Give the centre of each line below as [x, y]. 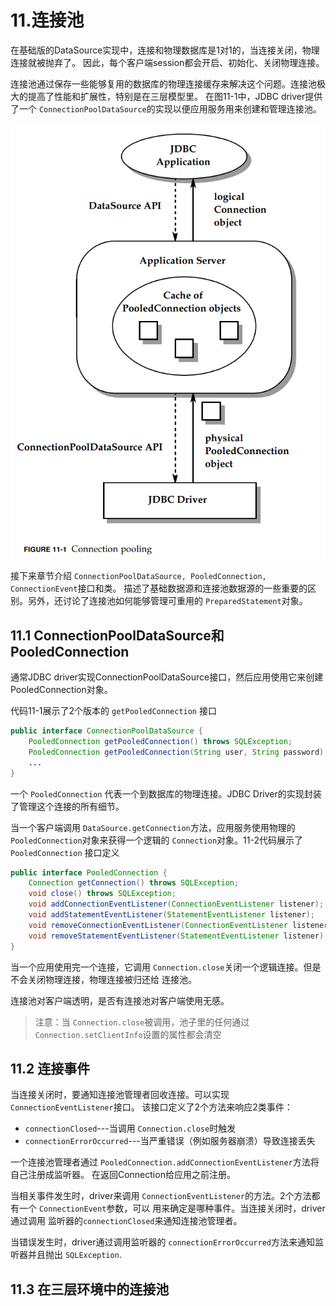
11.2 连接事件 [50, 1068]
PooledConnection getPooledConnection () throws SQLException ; [160, 742]
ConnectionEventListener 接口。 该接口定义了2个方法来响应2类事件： [151, 1107]
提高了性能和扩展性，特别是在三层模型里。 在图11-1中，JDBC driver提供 [175, 96]
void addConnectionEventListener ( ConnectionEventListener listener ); [176, 904]
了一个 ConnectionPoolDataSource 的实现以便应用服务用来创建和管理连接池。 [166, 108]
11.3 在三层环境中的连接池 [90, 1289]
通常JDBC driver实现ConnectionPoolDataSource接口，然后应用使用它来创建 [167, 677]
